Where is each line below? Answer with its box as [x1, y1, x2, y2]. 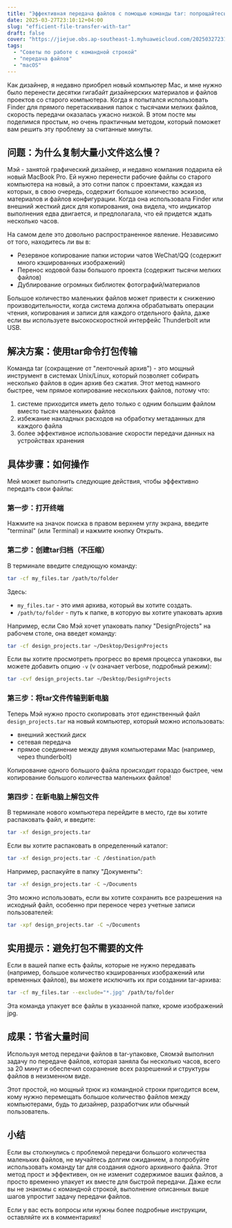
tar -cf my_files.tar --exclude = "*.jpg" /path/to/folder [7, 989, 175, 997]
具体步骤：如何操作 [7, 458, 89, 470]
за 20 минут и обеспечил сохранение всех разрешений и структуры [7, 1064, 210, 1073]
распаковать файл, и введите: [7, 815, 96, 823]
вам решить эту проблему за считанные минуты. [7, 125, 153, 133]
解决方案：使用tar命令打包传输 [7, 345, 138, 357]
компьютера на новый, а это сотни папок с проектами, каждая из [7, 180, 202, 188]
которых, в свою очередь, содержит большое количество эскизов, [7, 188, 206, 196]
